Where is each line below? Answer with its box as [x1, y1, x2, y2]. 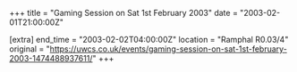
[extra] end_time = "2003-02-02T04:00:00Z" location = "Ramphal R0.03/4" [9, 35, 289, 44]
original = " [9, 44, 51, 54]
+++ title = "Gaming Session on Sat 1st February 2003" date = [9, 8, 239, 18]
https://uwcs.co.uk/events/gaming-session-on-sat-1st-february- [49, 44, 288, 54]
